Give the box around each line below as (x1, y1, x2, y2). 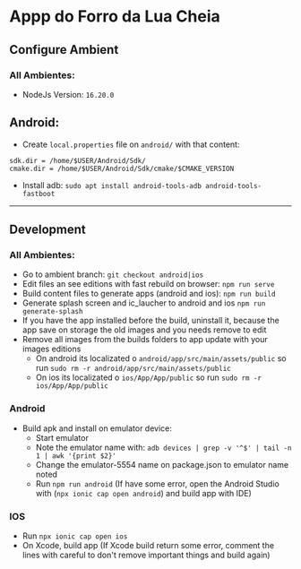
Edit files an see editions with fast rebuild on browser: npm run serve (21, 279, 275, 289)
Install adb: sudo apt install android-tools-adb (21, 179, 202, 190)
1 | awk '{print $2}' (35, 451, 116, 461)
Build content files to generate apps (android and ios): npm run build (21, 289, 276, 299)
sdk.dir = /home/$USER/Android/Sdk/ (9, 156, 146, 165)
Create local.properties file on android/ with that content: (21, 139, 240, 150)
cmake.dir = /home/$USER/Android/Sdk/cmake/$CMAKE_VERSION (9, 164, 235, 173)
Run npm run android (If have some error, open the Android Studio (35, 478, 279, 489)
